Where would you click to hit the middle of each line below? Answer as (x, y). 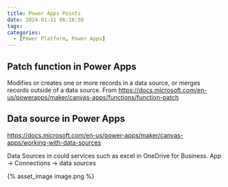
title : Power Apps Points (44, 13)
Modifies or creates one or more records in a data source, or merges (104, 83)
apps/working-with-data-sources (54, 142)
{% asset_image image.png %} (51, 176)
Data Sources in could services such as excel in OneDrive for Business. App (114, 156)
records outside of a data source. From (62, 90)
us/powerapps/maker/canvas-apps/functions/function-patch (93, 97)
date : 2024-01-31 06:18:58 (46, 20)
